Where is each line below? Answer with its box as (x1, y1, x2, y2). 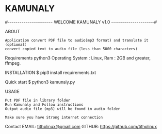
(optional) (5, 42, 27, 47)
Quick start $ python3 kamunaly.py (5, 79, 75, 85)
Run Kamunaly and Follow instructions (5, 102, 83, 107)
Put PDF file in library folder (5, 98, 70, 103)
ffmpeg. (5, 60, 21, 66)
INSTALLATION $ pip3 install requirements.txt (5, 69, 96, 76)
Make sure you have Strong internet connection (5, 115, 103, 120)
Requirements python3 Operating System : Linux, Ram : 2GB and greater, (5, 55, 151, 61)
